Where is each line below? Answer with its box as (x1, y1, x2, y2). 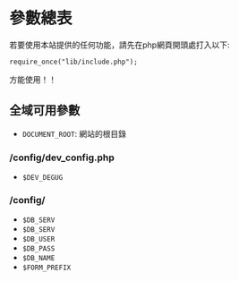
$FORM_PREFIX (21, 263, 72, 273)
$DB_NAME (21, 254, 55, 263)
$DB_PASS (21, 244, 55, 253)
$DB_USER (21, 234, 55, 244)
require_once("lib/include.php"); (9, 57, 139, 66)
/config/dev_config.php (9, 151, 115, 164)
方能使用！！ (9, 73, 56, 85)
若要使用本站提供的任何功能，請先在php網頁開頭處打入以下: (9, 39, 230, 50)
